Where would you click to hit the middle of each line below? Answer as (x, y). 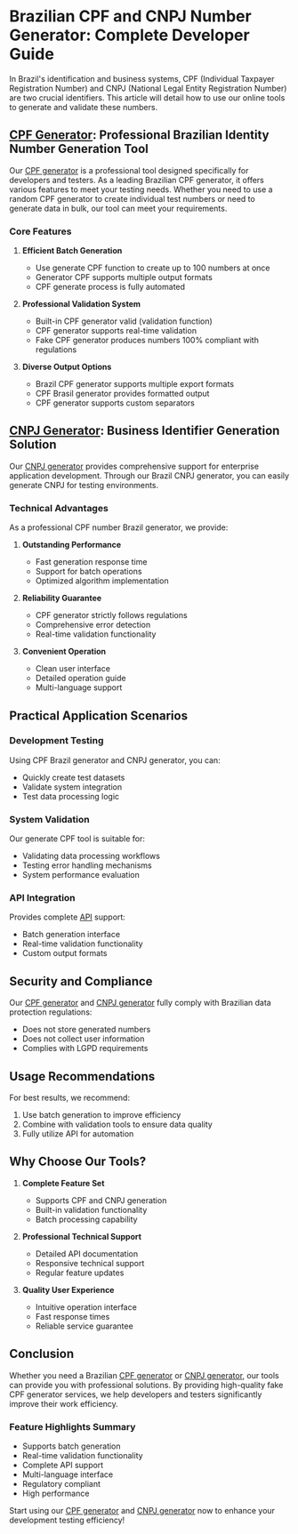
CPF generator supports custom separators (115, 403)
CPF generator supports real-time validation (116, 331)
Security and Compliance (81, 981)
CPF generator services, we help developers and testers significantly (136, 1394)
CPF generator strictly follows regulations (112, 615)
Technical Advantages (59, 508)
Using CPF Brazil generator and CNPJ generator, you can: (115, 760)
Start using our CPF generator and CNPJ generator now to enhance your (142, 1510)
